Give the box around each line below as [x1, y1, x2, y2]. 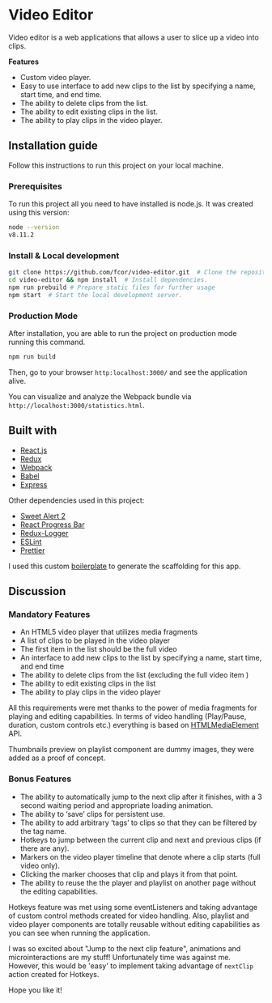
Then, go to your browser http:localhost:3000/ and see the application [8, 367, 248, 377]
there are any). [19, 844, 70, 853]
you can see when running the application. [8, 928, 151, 937]
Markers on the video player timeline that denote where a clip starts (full [19, 852, 261, 861]
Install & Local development [8, 249, 120, 261]
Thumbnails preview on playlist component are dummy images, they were [8, 745, 255, 754]
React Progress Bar [19, 520, 85, 529]
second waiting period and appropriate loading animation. [19, 800, 214, 810]
